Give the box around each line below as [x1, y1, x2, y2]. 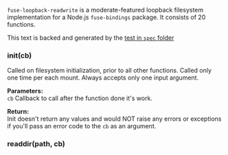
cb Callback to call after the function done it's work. [7, 94, 153, 102]
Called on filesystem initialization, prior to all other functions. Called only [7, 67, 212, 75]
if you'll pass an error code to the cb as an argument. [7, 122, 157, 130]
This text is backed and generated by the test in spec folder [7, 34, 174, 42]
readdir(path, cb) [7, 139, 65, 149]
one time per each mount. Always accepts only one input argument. [7, 73, 199, 82]
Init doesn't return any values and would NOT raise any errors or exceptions [7, 115, 222, 123]
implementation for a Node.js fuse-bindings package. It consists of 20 [7, 13, 206, 21]
